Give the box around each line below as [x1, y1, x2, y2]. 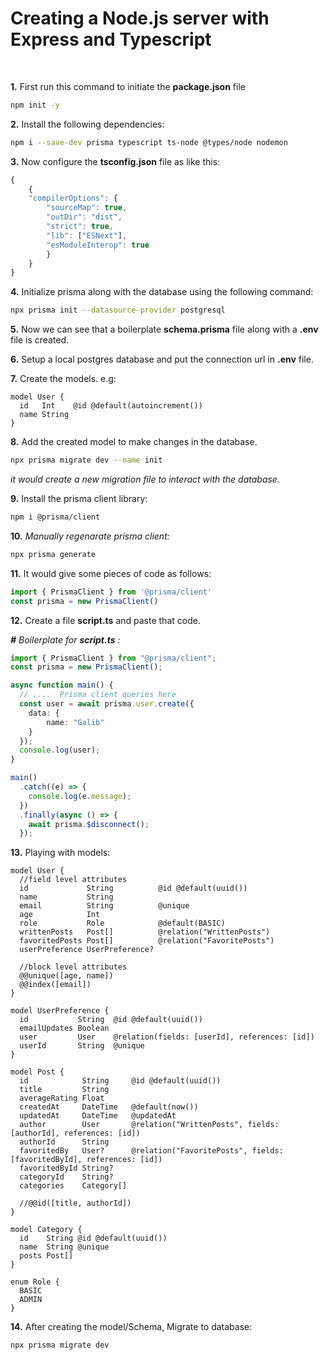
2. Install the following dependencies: [10, 118, 165, 130]
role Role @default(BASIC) [19, 918, 226, 929]
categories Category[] [19, 1181, 128, 1191]
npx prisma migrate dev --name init [10, 455, 163, 466]
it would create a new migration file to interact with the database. [10, 473, 280, 486]
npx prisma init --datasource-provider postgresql [10, 305, 226, 316]
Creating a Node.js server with [10, 7, 270, 30]
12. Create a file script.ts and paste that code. [10, 614, 201, 626]
